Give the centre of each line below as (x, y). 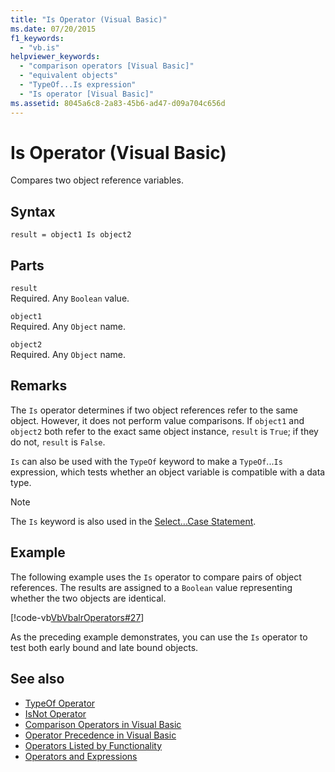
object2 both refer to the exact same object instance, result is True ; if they (164, 431)
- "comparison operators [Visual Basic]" (107, 66)
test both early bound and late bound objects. (104, 647)
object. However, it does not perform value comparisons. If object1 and (157, 420)
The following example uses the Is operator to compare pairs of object (156, 577)
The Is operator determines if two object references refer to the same (154, 410)
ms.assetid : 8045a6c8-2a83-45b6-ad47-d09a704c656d (118, 103)
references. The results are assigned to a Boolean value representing (151, 587)
